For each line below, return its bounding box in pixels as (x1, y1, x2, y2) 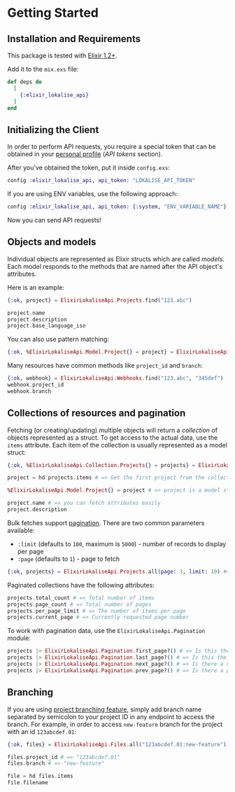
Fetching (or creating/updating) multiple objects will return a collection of (7, 426, 218, 434)
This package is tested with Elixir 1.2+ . (7, 51, 117, 60)
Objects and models (7, 236, 97, 248)
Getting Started (7, 5, 99, 21)
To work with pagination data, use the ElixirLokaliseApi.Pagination (7, 627, 205, 635)
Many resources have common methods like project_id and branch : (7, 361, 203, 370)
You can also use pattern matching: (7, 335, 110, 344)
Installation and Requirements (7, 33, 141, 45)
